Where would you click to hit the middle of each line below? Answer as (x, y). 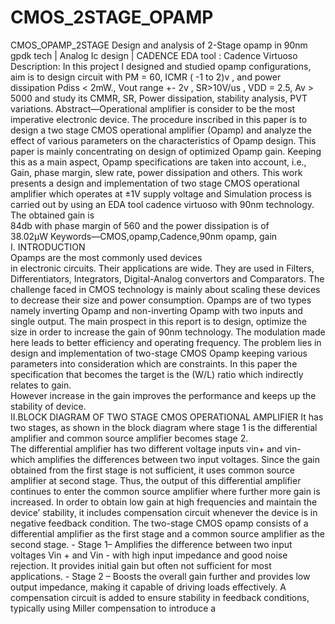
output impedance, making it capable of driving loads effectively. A (148, 587)
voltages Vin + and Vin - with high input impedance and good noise (149, 555)
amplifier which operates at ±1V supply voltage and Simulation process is (161, 193)
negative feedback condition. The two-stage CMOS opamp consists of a (159, 523)
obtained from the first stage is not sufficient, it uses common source (152, 470)
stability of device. (48, 406)
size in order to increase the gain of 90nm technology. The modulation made (168, 332)
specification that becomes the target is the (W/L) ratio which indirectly (157, 374)
